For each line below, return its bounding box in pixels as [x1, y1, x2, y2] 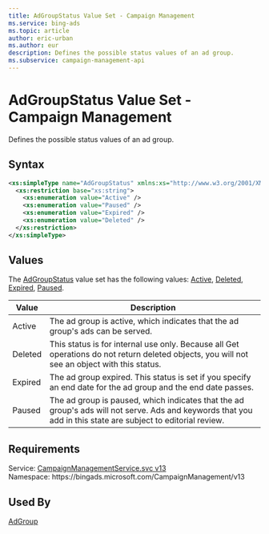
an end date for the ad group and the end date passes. [49, 382, 254, 393]
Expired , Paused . [8, 283, 65, 293]
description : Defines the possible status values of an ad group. [8, 49, 235, 57]
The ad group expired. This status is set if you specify [49, 372, 251, 383]
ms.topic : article [8, 26, 70, 34]
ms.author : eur [8, 42, 59, 50]
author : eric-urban [8, 34, 74, 42]
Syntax [8, 158, 45, 172]
